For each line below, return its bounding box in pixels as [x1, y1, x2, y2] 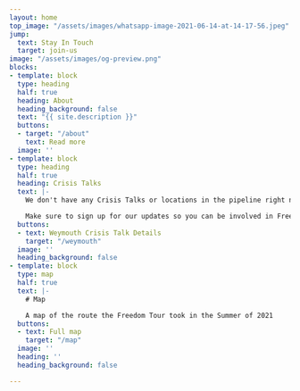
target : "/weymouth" [25, 237, 102, 245]
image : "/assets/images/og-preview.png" [9, 54, 162, 63]
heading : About [17, 96, 74, 105]
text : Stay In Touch [17, 37, 94, 47]
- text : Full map [17, 328, 82, 337]
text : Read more [25, 137, 87, 146]
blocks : [9, 63, 38, 72]
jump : [9, 29, 29, 38]
